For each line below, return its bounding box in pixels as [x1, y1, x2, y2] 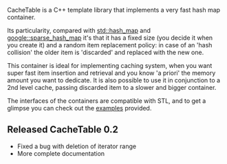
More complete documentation [17, 149, 105, 157]
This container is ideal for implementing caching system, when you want [7, 62, 213, 69]
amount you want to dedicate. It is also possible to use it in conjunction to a [7, 76, 221, 84]
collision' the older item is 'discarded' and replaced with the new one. [7, 48, 204, 56]
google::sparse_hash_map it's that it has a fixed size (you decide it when [7, 34, 213, 42]
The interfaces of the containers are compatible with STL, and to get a [7, 97, 206, 105]
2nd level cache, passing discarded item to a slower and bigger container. [7, 84, 217, 91]
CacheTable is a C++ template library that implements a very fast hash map [7, 6, 221, 14]
